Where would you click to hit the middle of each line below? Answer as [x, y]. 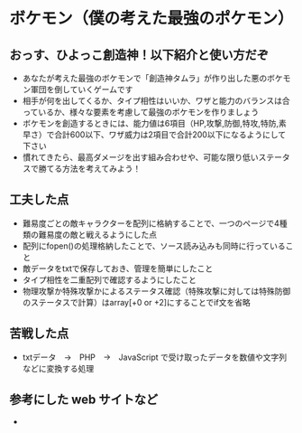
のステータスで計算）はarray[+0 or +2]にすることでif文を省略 [136, 302]
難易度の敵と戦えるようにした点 [98, 234]
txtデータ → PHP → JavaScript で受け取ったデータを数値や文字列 [155, 357]
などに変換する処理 [58, 368]
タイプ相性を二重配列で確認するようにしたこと [109, 279]
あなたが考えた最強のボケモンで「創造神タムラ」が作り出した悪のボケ [153, 78]
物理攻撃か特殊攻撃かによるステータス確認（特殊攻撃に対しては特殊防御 [156, 291]
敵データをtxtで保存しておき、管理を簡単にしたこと [118, 268]
